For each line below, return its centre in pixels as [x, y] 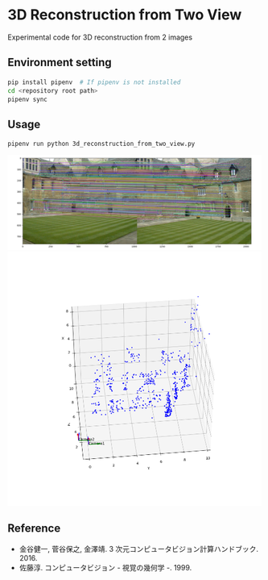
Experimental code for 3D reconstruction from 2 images [100, 37]
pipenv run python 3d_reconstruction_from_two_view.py [101, 144]
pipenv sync [27, 99]
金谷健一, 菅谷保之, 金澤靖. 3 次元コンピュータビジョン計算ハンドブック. [139, 549]
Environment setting [60, 63]
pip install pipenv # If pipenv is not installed [94, 82]
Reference [34, 529]
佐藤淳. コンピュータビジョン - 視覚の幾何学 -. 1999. [105, 567]
